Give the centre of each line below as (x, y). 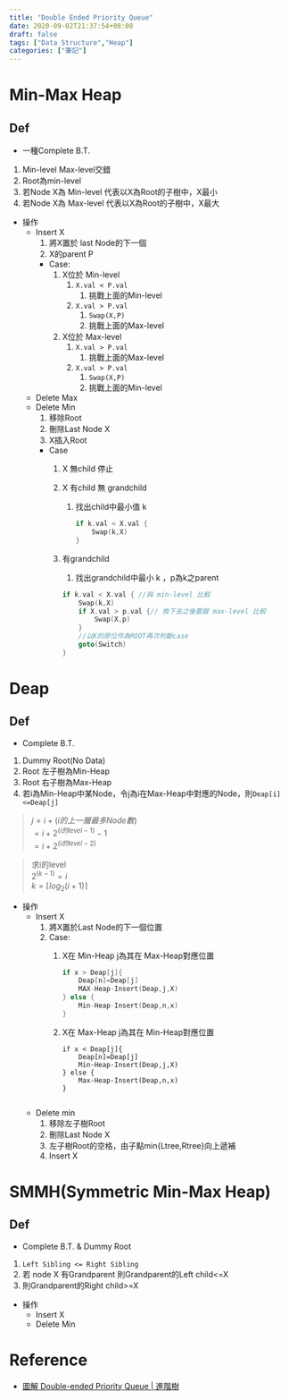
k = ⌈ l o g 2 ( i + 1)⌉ (59, 887)
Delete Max (57, 398)
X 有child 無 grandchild (104, 488)
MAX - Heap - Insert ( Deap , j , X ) (128, 989)
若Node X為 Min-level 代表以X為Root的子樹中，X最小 (120, 192)
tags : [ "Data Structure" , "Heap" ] (71, 42)
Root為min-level (52, 181)
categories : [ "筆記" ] (48, 51)
